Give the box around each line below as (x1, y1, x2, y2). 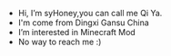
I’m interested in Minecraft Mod (17, 27, 136, 37)
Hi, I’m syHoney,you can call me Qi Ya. (17, 8, 163, 18)
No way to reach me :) (17, 36, 102, 47)
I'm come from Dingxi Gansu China (17, 17, 150, 28)
